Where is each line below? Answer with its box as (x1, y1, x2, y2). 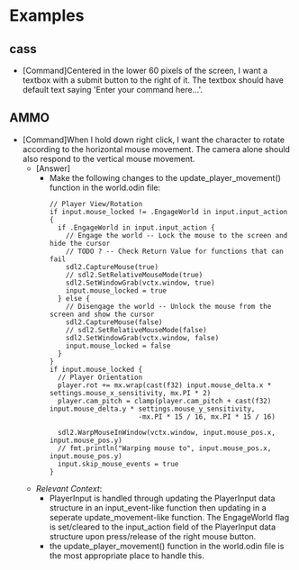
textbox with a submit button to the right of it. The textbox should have (22, 75, 284, 86)
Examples (9, 5, 85, 26)
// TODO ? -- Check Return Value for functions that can (66, 247, 284, 256)
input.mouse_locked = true (66, 285, 168, 295)
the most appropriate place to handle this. (49, 550, 204, 561)
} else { (57, 294, 90, 303)
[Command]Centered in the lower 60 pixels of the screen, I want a (22, 65, 268, 76)
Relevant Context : (35, 483, 103, 493)
